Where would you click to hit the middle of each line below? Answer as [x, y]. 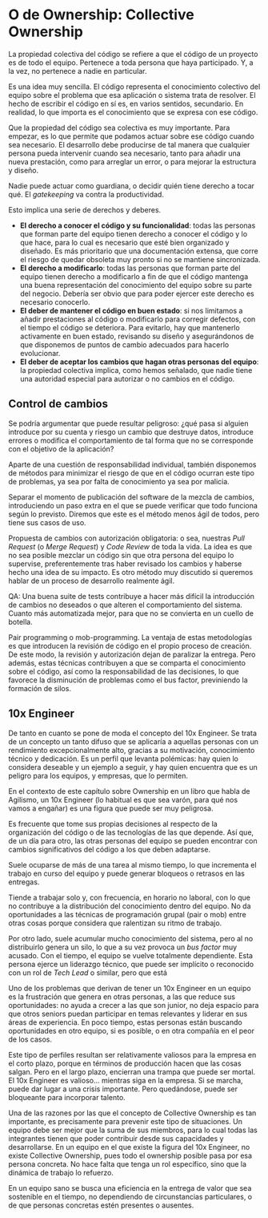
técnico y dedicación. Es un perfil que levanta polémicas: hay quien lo [123, 759]
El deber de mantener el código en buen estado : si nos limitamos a [131, 310]
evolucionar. [40, 353]
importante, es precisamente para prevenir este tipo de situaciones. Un [125, 1121]
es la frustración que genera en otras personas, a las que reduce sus [122, 997]
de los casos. [30, 1039]
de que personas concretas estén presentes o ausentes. [101, 1205]
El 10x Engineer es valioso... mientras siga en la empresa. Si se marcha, [126, 1080]
